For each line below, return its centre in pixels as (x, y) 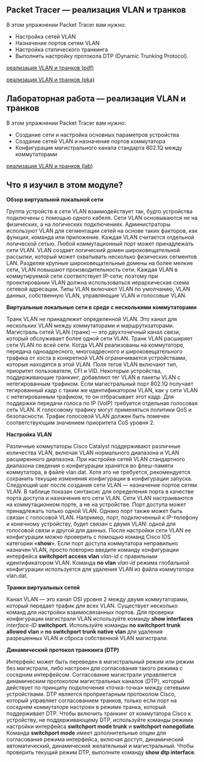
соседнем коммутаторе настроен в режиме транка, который (86, 707)
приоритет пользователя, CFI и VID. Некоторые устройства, (84, 371)
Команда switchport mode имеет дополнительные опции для (86, 733)
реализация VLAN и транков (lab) (50, 166)
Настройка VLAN (29, 434)
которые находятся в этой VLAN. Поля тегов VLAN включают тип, (92, 364)
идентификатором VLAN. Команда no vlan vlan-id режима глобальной (98, 563)
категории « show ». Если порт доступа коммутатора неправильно (92, 543)
